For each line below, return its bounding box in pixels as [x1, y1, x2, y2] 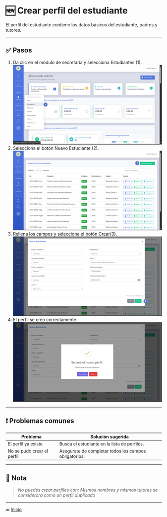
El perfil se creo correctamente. [12, 316, 78, 323]
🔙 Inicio [5, 507, 22, 512]
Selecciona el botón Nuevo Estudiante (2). [12, 145, 99, 151]
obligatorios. [59, 453, 85, 459]
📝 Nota [5, 474, 27, 482]
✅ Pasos [5, 46, 32, 55]
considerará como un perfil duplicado [17, 492, 96, 498]
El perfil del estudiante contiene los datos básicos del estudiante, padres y [5, 21, 158, 27]
